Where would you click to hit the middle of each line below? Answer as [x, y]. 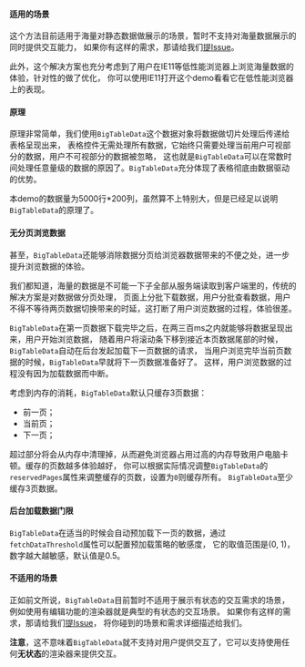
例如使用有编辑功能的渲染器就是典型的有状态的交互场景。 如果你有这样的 [146, 611]
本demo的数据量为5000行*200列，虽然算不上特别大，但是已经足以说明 [144, 199]
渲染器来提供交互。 [85, 654]
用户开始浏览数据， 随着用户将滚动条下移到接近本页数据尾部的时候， [154, 339]
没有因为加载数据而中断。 [65, 373]
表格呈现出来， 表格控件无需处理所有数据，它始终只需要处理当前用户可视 [146, 145]
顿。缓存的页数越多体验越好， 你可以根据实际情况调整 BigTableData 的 [139, 466]
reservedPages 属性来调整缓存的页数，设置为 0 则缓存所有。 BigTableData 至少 [152, 477]
